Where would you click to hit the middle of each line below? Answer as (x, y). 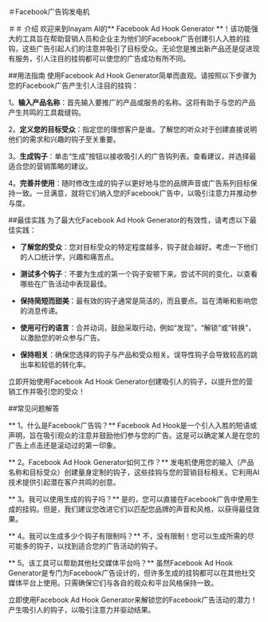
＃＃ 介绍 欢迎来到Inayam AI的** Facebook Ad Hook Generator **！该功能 (130, 29)
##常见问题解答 (34, 408)
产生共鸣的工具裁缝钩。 (47, 112)
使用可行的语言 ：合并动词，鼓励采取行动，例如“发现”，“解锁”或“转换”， (137, 328)
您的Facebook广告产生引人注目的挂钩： (73, 85)
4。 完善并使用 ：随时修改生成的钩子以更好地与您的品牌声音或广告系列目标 (130, 183)
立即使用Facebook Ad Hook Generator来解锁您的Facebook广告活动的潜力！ (133, 600)
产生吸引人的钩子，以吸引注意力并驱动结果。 (82, 610)
